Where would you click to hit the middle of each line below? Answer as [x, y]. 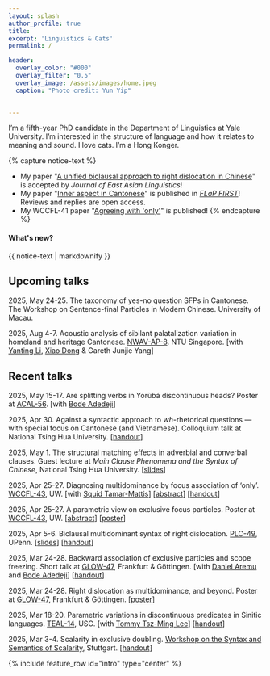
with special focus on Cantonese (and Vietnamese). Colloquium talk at [125, 428]
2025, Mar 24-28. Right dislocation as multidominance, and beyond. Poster [133, 591]
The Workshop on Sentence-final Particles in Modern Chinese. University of [135, 309]
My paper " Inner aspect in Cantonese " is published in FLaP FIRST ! [130, 194]
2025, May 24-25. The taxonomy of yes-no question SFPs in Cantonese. [129, 300]
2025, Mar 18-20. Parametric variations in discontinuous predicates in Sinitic [135, 615]
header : [21, 61]
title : [19, 31]
